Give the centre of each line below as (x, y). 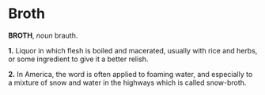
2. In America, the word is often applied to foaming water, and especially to (131, 74)
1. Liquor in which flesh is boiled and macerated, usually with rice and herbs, (133, 50)
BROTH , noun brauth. (43, 35)
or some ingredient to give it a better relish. (78, 59)
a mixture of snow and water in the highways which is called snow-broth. (127, 82)
